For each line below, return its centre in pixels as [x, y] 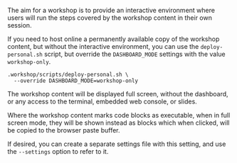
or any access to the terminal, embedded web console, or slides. [102, 101]
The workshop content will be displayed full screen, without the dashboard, [118, 94]
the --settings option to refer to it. [58, 151]
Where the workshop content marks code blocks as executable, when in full [119, 115]
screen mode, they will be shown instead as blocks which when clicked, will [118, 123]
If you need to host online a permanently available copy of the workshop [114, 39]
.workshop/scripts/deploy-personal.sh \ [68, 74]
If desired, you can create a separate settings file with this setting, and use [117, 144]
